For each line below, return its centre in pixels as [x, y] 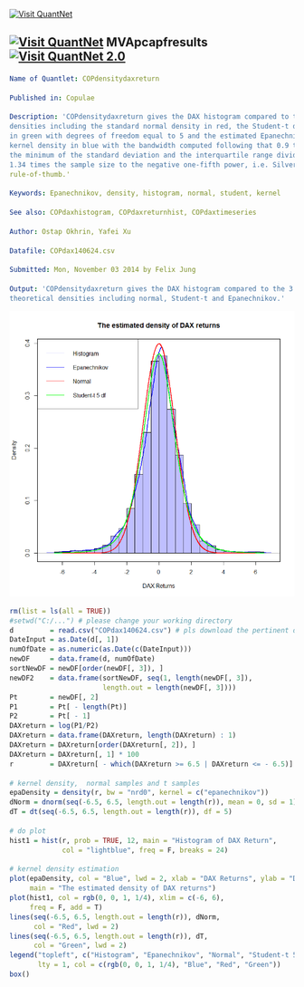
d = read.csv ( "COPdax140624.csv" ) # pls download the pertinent [149, 630]
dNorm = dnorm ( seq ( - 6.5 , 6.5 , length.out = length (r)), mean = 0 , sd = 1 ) [153, 802]
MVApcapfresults [157, 42]
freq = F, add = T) [66, 907]
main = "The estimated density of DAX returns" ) [123, 888]
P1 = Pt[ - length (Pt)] [68, 707]
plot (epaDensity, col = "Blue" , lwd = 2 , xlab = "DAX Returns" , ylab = [147, 879]
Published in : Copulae [52, 98]
